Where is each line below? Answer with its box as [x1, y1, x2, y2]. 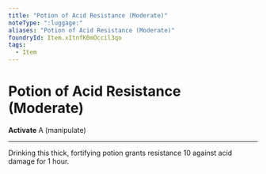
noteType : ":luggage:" [8, 19, 83, 27]
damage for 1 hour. [8, 156, 70, 166]
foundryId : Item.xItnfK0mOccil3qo [8, 33, 123, 42]
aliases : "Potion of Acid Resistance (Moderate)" [8, 26, 176, 34]
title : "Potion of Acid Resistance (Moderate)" [8, 11, 169, 20]
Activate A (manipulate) [8, 125, 87, 134]
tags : [8, 41, 26, 49]
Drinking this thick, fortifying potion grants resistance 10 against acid [8, 148, 233, 157]
